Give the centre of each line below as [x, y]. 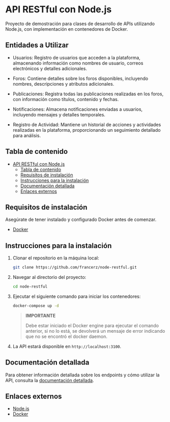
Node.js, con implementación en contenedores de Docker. [67, 29]
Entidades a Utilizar [37, 45]
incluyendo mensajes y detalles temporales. [59, 114]
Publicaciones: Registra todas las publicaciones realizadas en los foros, [88, 94]
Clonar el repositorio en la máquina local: [56, 258]
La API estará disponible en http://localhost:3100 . [67, 346]
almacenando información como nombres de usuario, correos [78, 63]
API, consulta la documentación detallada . [50, 380]
